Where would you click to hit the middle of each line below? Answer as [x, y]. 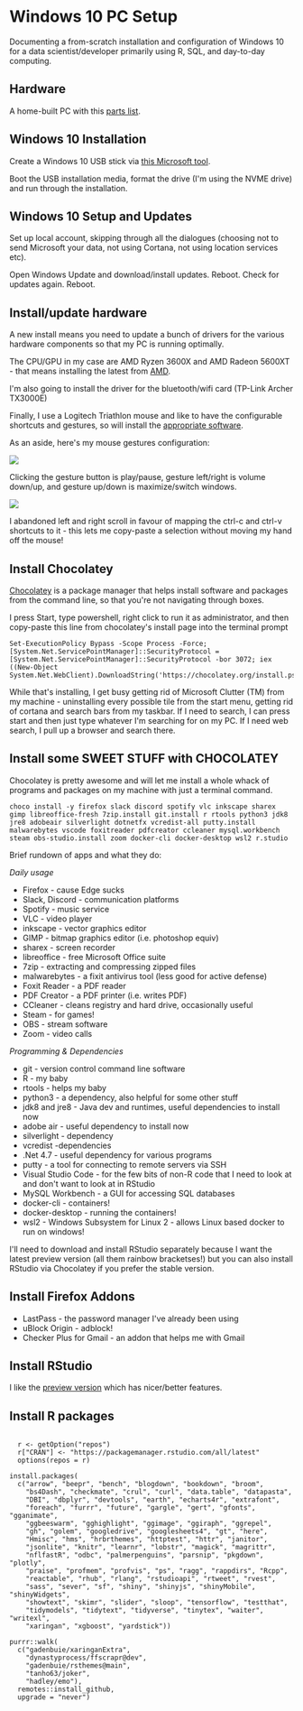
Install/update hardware [78, 313]
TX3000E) [28, 398]
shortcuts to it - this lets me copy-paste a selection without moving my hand [151, 531]
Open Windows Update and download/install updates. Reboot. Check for [144, 275]
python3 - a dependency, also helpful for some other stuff [130, 1097]
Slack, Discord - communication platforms [101, 899]
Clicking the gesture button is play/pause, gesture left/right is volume [138, 477]
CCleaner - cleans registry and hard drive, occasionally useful [138, 1004]
